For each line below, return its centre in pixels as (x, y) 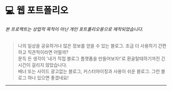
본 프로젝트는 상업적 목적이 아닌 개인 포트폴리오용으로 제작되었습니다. (74, 29)
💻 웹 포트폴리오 (37, 10)
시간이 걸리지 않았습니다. (42, 65)
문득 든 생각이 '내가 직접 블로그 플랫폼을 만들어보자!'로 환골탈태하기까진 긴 (91, 59)
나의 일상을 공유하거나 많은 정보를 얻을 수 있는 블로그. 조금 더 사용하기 (87, 46)
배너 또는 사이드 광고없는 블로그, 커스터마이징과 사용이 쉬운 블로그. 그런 (89, 72)
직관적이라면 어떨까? (48, 52)
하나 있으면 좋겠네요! (48, 78)
